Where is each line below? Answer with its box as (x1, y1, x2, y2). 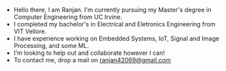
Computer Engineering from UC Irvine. (13, 13, 123, 21)
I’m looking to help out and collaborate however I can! (13, 49, 166, 57)
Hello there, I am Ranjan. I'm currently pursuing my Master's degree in (13, 6, 212, 14)
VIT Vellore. (13, 27, 47, 35)
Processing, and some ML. (13, 42, 89, 49)
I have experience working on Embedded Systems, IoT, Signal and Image (13, 34, 220, 43)
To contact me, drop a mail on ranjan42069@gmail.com (13, 56, 171, 64)
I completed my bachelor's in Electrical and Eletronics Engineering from (13, 20, 216, 28)
